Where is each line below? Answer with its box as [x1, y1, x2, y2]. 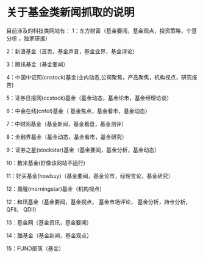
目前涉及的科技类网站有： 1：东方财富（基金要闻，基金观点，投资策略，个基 [6, 27, 197, 34]
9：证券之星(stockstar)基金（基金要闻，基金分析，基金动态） [6, 146, 160, 153]
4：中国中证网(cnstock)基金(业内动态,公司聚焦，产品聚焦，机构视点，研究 [6, 73, 192, 81]
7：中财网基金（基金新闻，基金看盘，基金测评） [6, 120, 127, 127]
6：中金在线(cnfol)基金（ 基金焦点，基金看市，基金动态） [6, 107, 151, 114]
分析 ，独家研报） [6, 34, 51, 42]
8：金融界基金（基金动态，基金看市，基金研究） [6, 133, 127, 141]
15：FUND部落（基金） [6, 245, 65, 252]
